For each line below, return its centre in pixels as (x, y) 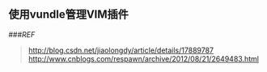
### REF (22, 34)
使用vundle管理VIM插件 (69, 15)
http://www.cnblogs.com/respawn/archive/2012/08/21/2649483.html (143, 58)
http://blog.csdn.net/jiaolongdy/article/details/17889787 (121, 50)
